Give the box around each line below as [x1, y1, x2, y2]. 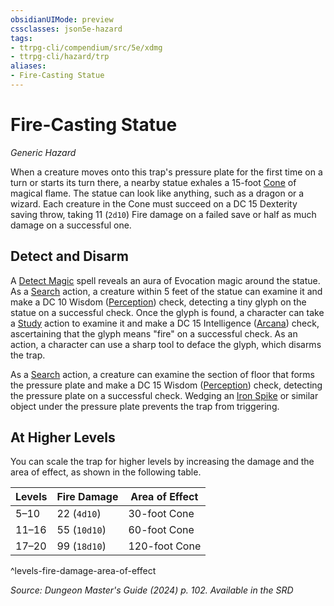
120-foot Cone [128, 539, 202, 553]
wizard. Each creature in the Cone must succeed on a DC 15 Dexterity [10, 197, 298, 210]
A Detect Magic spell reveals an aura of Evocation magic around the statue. [10, 274, 321, 286]
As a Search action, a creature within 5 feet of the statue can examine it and [10, 285, 323, 297]
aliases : [10, 61, 47, 71]
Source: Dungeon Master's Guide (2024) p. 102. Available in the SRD [10, 584, 294, 596]
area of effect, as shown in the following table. [10, 466, 202, 478]
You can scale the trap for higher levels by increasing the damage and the [10, 456, 315, 468]
